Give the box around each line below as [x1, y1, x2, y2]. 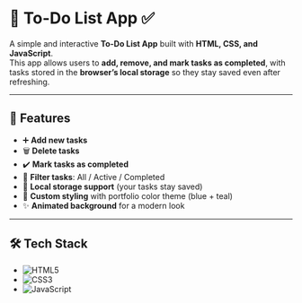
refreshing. [9, 76, 50, 87]
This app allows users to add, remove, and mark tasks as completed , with [9, 57, 286, 68]
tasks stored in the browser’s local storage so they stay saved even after [9, 66, 281, 77]
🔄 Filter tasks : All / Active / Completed [22, 171, 165, 182]
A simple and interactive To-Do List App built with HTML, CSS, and [9, 38, 259, 48]
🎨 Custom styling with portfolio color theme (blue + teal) [22, 190, 234, 201]
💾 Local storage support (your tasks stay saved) [22, 181, 203, 192]
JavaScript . [9, 48, 54, 58]
